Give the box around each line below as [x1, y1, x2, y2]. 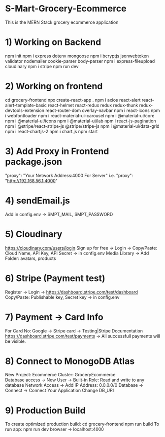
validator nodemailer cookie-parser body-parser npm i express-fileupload [5, 58, 155, 64]
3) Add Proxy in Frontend [5, 146, 109, 157]
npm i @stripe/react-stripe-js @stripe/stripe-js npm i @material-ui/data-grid [5, 123, 160, 129]
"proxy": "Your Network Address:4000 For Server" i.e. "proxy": [5, 172, 133, 178]
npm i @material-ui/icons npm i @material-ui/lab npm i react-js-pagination [5, 118, 156, 124]
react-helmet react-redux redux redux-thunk [47, 102, 138, 108]
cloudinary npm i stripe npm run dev [5, 63, 79, 69]
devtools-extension [5, 107, 45, 113]
